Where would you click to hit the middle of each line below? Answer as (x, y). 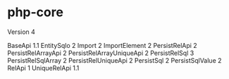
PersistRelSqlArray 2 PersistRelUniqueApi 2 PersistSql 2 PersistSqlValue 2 (114, 60)
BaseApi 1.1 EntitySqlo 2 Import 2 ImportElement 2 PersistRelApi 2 (102, 45)
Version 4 (21, 32)
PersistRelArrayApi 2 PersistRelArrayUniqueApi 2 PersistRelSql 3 (101, 53)
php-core (35, 12)
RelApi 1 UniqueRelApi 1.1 (43, 68)
